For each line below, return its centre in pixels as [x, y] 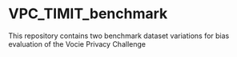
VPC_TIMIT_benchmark [88, 14]
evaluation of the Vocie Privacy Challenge [77, 44]
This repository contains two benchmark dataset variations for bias [119, 36]
